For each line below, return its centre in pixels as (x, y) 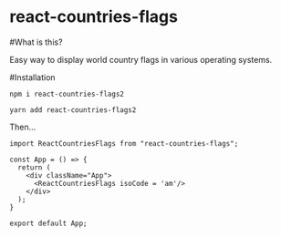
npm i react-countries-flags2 (67, 94)
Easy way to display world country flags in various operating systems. (141, 59)
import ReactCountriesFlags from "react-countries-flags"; (124, 143)
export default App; (49, 223)
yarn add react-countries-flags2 (73, 110)
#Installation (33, 77)
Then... (23, 127)
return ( (34, 167)
